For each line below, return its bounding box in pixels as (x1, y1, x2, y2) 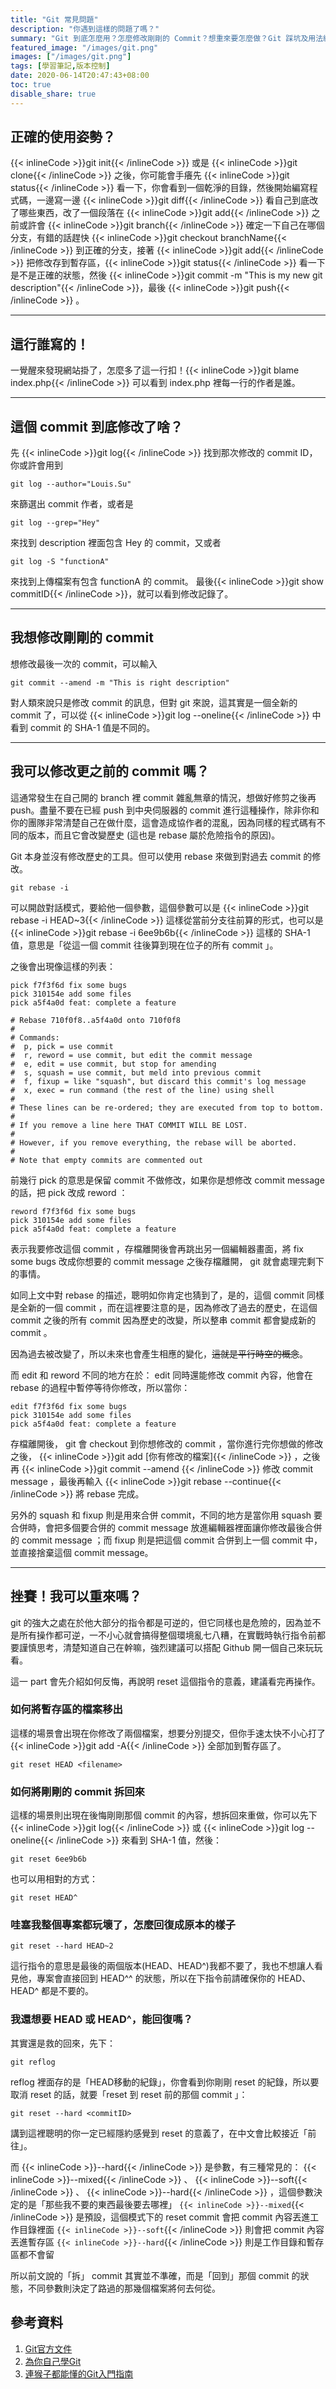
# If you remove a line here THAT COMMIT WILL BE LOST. (10, 1120, 248, 1130)
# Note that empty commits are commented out (10, 1155, 203, 1165)
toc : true (10, 80, 52, 90)
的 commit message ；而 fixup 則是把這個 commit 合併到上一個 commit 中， (10, 1534, 323, 1546)
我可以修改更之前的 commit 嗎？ (10, 763, 210, 780)
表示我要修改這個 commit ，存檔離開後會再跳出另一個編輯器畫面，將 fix (10, 1242, 304, 1255)
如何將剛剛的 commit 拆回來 (10, 1784, 145, 1798)
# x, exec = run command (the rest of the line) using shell (10, 1085, 275, 1095)
